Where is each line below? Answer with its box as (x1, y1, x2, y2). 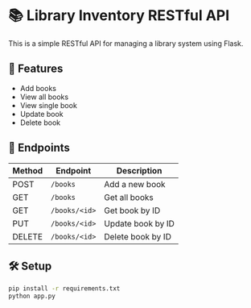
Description (116, 164, 163, 176)
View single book (19, 100, 78, 110)
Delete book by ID (104, 231, 171, 242)
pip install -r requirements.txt (8, 285, 121, 293)
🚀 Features (8, 62, 64, 76)
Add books (19, 83, 56, 93)
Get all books (104, 191, 154, 202)
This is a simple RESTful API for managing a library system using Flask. (8, 38, 244, 48)
